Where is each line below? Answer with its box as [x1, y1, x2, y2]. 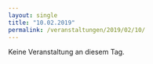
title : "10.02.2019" [8, 19, 76, 27]
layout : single [8, 11, 58, 20]
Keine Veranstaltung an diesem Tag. [8, 48, 125, 57]
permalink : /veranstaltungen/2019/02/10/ [8, 26, 146, 34]
